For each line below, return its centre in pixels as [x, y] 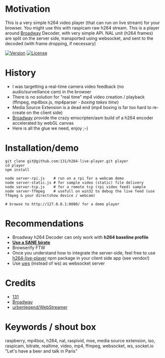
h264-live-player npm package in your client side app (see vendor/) [81, 258]
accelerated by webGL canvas [43, 123]
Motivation [28, 9]
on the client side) [44, 112]
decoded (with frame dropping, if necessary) [51, 43]
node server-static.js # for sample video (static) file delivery [74, 183]
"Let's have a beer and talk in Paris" [41, 351]
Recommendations [44, 223]
